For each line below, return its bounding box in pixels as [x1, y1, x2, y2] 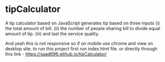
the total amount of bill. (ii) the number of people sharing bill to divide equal [5, 25, 160, 31]
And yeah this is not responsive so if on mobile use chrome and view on [5, 40, 153, 46]
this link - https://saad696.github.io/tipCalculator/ [5, 51, 107, 57]
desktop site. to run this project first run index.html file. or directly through [5, 45, 157, 51]
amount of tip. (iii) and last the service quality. [5, 30, 99, 36]
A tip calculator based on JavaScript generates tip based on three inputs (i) [5, 20, 160, 26]
